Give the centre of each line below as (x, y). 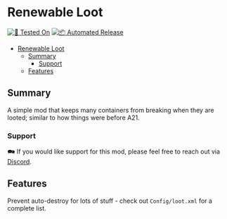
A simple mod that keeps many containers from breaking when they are (111, 110)
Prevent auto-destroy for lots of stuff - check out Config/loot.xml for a (110, 201)
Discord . (19, 162)
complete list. (27, 208)
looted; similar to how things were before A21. (73, 118)
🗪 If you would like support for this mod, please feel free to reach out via (113, 151)
